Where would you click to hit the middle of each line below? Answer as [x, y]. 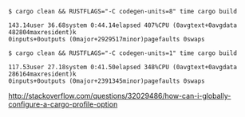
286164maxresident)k [43, 74]
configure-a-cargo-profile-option [63, 104]
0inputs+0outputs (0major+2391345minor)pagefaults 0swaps [107, 81]
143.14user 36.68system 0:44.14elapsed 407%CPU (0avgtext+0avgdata [123, 25]
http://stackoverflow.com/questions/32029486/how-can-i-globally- [120, 96]
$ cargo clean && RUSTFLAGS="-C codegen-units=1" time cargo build [123, 53]
